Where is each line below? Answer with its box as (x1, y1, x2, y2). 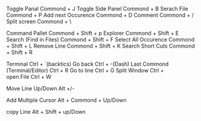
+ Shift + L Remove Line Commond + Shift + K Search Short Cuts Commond (6, 42, 195, 49)
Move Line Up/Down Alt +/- (6, 85, 75, 92)
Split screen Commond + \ (6, 18, 72, 25)
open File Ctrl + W (6, 73, 52, 80)
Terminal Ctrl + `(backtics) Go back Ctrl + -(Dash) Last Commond (6, 60, 169, 67)
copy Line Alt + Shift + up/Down (6, 108, 86, 115)
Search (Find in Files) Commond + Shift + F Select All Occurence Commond (6, 36, 195, 43)
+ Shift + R (6, 49, 33, 56)
